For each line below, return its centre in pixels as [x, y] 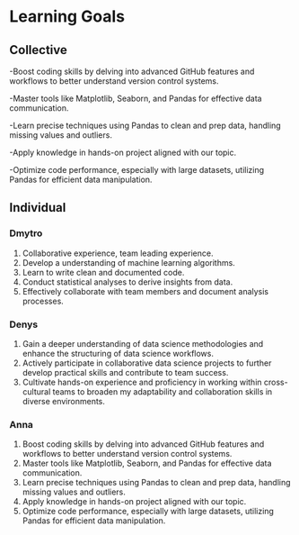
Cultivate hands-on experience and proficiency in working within [142, 382]
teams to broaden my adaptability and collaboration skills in [163, 391]
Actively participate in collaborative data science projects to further [147, 363]
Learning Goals [67, 17]
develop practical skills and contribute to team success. [125, 372]
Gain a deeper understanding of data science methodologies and [143, 343]
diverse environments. [64, 401]
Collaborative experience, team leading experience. [118, 253]
